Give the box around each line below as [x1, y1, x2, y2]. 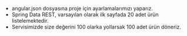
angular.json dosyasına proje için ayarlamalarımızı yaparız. [11, 5, 153, 12]
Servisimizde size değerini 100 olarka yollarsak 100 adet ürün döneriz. [11, 23, 181, 30]
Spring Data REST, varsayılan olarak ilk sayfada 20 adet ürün [11, 11, 159, 18]
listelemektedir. [11, 17, 49, 24]
